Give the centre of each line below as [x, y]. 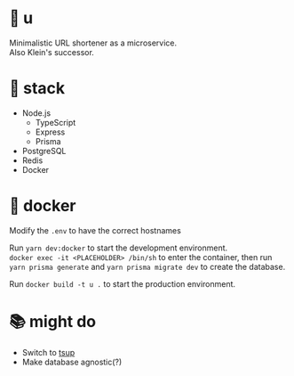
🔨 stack [37, 89]
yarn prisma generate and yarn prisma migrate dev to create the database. [147, 266]
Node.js [36, 113]
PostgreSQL [44, 151]
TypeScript [56, 122]
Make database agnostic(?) [72, 362]
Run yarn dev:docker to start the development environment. [119, 248]
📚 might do [53, 322]
